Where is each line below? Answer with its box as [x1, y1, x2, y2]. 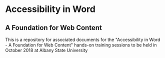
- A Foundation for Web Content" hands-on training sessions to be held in [5, 42, 157, 48]
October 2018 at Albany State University [5, 47, 88, 53]
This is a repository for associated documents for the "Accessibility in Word [5, 36, 160, 42]
